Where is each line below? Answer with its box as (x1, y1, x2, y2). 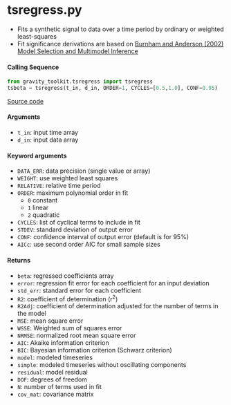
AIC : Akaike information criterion (17, 339, 109, 347)
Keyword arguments (7, 151, 67, 160)
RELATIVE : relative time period (17, 182, 101, 190)
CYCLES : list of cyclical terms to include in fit (17, 218, 140, 227)
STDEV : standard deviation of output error (17, 225, 133, 234)
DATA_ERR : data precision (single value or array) (17, 167, 151, 175)
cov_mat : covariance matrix (17, 390, 94, 399)
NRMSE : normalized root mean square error (17, 331, 136, 340)
